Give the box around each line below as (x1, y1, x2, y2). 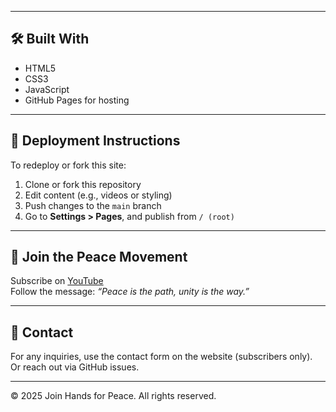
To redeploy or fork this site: (10, 159, 127, 171)
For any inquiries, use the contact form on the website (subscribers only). (10, 351, 313, 363)
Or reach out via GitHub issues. (10, 361, 140, 373)
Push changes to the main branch (24, 199, 162, 211)
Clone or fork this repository (24, 178, 142, 190)
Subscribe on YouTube (10, 275, 104, 287)
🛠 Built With (10, 31, 90, 48)
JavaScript (24, 83, 70, 95)
